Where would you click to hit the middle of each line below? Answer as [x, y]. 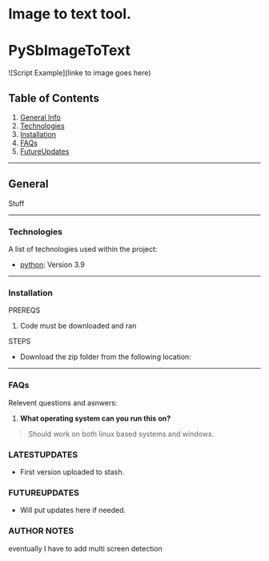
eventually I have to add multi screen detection [85, 548]
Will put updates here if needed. [73, 511]
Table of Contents [54, 98]
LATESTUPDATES [43, 454]
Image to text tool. [70, 14]
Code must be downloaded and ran [78, 326]
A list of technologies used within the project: [83, 249]
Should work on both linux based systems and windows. [121, 434]
